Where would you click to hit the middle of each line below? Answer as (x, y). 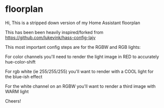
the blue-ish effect (24, 76)
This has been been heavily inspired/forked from (54, 32)
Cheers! (13, 101)
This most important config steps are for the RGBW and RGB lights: (73, 47)
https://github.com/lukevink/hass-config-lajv (50, 37)
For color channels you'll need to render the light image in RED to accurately (82, 56)
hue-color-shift (20, 62)
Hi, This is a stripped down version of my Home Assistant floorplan (73, 23)
